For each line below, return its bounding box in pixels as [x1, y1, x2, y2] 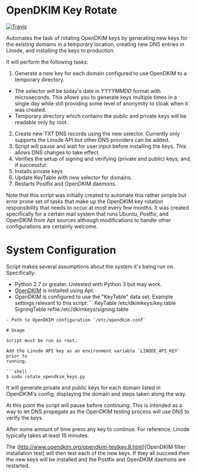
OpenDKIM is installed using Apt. [14, 287, 95, 294]
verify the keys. [6, 414, 44, 421]
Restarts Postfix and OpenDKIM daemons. [14, 180, 117, 187]
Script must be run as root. [6, 337, 78, 343]
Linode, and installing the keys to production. [6, 47, 115, 54]
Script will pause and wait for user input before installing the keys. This [14, 142, 186, 150]
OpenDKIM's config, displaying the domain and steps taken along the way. [6, 390, 187, 397]
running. [6, 358, 28, 364]
